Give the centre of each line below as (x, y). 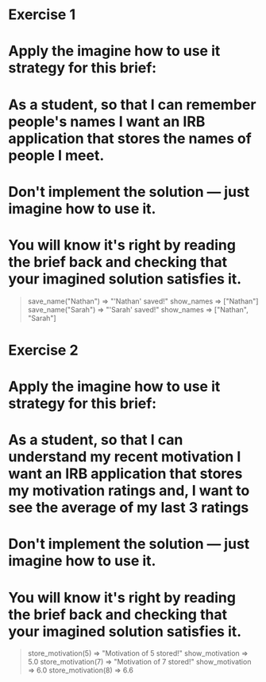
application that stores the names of (130, 138)
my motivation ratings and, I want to (129, 491)
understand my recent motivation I (125, 457)
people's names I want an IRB (107, 122)
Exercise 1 (42, 15)
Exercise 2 (43, 350)
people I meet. (56, 155)
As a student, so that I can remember (132, 104)
